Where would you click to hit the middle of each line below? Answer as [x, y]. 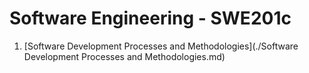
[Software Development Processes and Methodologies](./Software [161, 46]
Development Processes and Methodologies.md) [124, 56]
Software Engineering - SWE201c [150, 18]
